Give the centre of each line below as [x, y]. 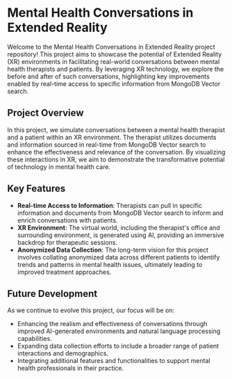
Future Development [52, 293]
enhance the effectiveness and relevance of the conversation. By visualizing [116, 152]
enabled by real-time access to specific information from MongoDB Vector [114, 83]
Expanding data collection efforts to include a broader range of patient [118, 346]
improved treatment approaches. [64, 272]
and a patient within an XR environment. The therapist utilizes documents [112, 137]
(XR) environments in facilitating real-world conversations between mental [114, 61]
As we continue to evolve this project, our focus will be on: [91, 310]
